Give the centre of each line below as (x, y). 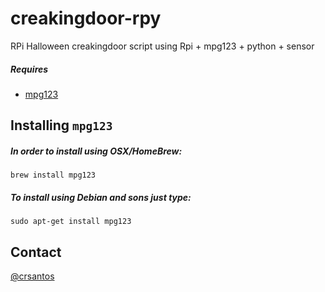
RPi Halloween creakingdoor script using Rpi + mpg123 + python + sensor (162, 46)
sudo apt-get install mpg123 (71, 222)
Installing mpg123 (61, 125)
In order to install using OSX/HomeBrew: (96, 151)
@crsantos (32, 276)
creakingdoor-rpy (86, 18)
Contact (36, 252)
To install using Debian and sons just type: (101, 197)
